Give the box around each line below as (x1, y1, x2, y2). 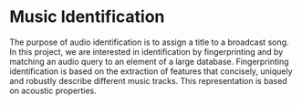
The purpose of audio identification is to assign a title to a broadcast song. (9, 37, 289, 47)
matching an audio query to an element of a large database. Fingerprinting (9, 56, 289, 67)
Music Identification (9, 6, 165, 27)
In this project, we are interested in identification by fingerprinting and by (9, 46, 284, 57)
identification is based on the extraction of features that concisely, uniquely (9, 66, 294, 77)
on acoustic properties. (9, 85, 98, 96)
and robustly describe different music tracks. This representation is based (9, 75, 287, 86)
